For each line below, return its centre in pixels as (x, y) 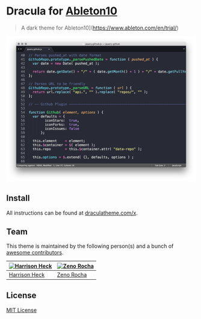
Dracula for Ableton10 (62, 11)
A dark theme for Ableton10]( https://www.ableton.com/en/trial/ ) (100, 28)
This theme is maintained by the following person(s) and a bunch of (90, 246)
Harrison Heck (27, 275)
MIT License (22, 310)
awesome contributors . (35, 253)
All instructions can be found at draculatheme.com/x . (72, 213)
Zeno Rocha (72, 275)
